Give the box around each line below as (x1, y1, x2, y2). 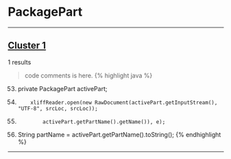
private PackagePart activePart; (17, 84, 108, 93)
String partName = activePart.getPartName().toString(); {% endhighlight (17, 130, 221, 138)
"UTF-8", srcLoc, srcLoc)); (17, 105, 98, 112)
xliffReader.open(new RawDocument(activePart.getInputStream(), (30, 99, 218, 106)
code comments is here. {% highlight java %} (24, 71, 153, 79)
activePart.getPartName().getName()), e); (42, 118, 166, 125)
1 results (8, 58, 32, 66)
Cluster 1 (8, 40, 47, 51)
